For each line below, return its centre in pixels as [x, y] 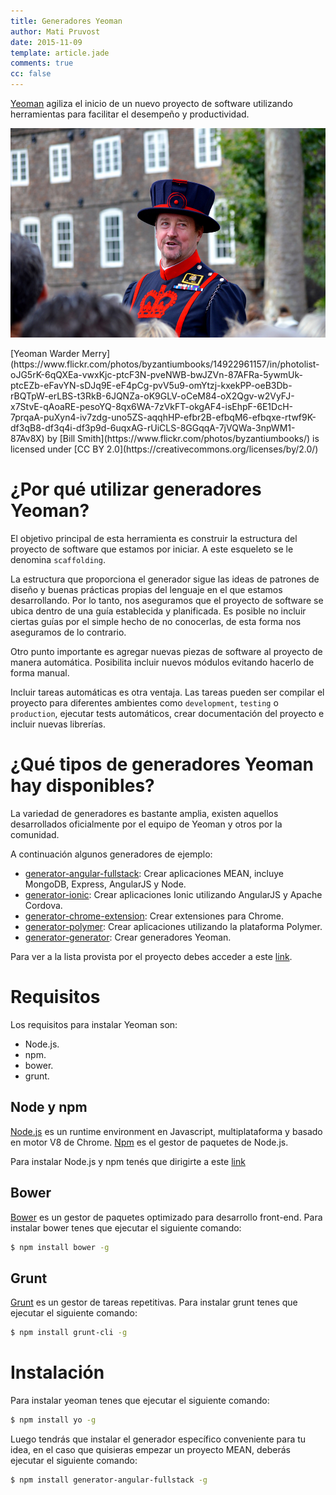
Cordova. [43, 906]
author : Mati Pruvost [55, 31]
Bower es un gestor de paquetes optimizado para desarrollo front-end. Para [166, 1217]
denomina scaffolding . [58, 560]
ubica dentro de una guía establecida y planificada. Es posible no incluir [158, 611]
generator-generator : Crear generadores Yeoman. [128, 937]
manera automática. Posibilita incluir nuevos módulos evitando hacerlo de [162, 662]
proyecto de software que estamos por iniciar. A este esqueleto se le [152, 549]
